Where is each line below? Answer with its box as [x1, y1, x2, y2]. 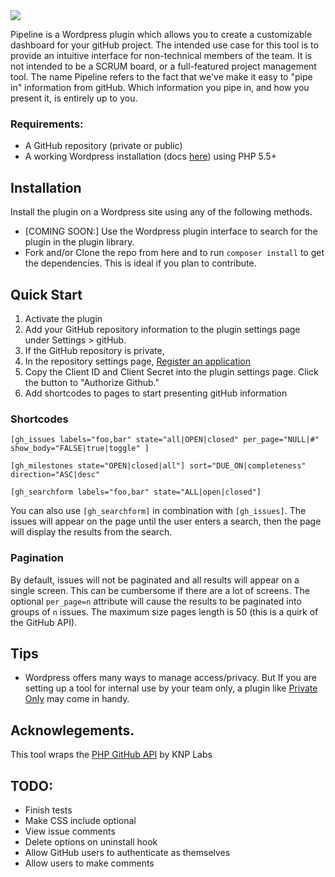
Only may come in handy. [24, 693, 130, 705]
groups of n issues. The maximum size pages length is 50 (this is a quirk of [10, 605, 319, 618]
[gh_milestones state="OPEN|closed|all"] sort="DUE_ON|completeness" [10, 461, 307, 471]
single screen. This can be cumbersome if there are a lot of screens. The [10, 584, 310, 596]
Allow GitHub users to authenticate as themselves [24, 846, 231, 858]
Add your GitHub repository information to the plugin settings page [24, 323, 301, 335]
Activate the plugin [24, 312, 103, 324]
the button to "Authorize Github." [24, 376, 160, 388]
